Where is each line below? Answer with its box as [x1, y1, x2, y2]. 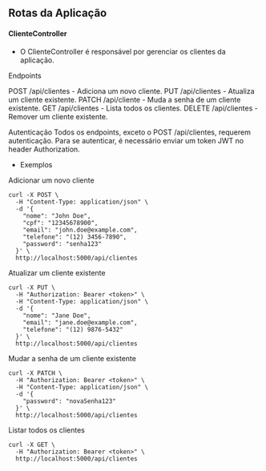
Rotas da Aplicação [8, 6, 107, 20]
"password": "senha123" [22, 240, 103, 248]
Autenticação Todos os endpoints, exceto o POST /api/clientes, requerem [8, 127, 251, 137]
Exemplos [19, 159, 53, 169]
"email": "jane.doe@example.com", [22, 318, 138, 327]
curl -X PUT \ [8, 284, 56, 292]
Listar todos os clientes [8, 425, 86, 435]
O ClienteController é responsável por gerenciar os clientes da [19, 46, 226, 56]
